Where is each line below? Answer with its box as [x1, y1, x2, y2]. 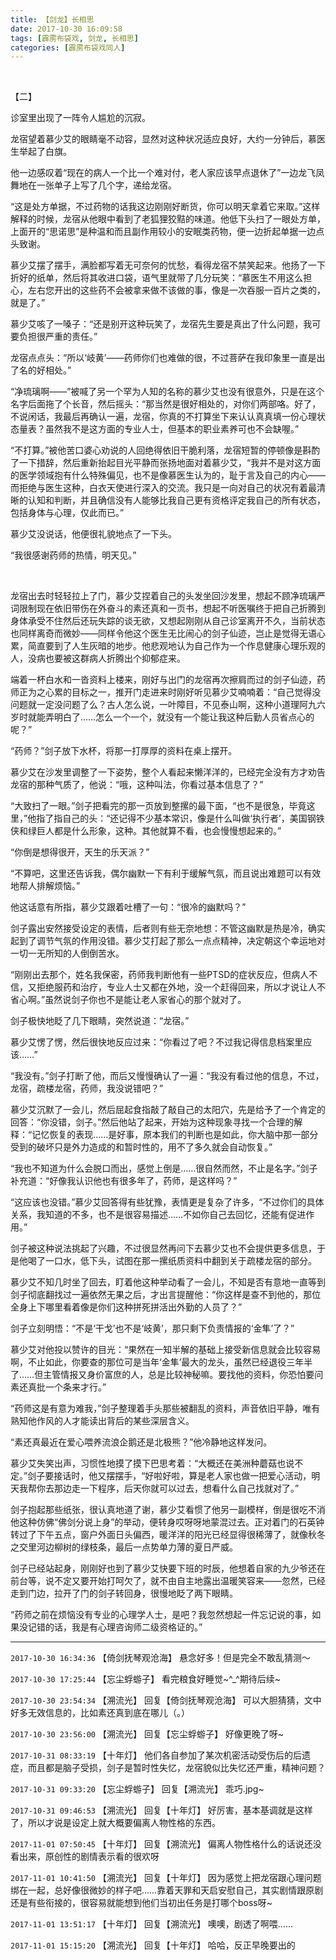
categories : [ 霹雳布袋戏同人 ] [10, 42, 126, 53]
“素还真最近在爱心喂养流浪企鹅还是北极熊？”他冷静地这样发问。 [10, 1436, 273, 1448]
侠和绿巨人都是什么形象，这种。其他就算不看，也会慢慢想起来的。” [10, 825, 282, 837]
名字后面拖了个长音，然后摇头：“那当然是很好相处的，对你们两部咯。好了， [10, 398, 322, 410]
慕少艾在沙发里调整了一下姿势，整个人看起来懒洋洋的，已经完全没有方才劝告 [10, 766, 326, 778]
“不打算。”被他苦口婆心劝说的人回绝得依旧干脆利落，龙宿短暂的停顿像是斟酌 [10, 444, 321, 456]
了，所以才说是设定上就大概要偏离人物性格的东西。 [10, 1817, 221, 1829]
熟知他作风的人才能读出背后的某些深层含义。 [10, 1415, 195, 1427]
